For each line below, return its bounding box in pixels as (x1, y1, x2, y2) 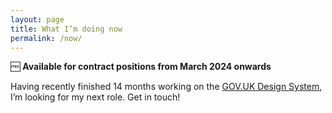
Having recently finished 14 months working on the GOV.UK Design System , (10, 81, 323, 93)
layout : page (10, 14, 65, 25)
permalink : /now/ (10, 33, 83, 43)
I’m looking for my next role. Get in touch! (10, 91, 181, 103)
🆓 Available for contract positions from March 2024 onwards (10, 61, 272, 73)
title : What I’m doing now (10, 24, 123, 34)
